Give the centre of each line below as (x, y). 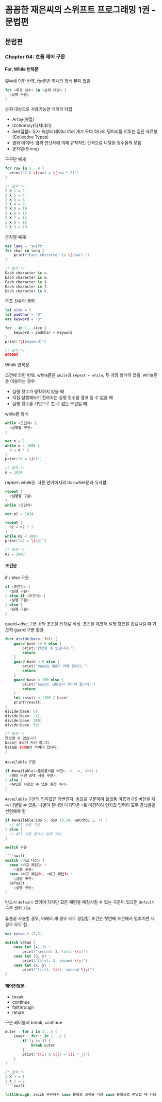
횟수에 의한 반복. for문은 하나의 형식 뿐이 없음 (48, 81)
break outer (43, 1045)
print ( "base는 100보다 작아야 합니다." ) (59, 684)
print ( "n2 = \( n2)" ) (26, 541)
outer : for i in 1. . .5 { (31, 1032)
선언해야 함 (16, 811)
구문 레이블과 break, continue (33, 1023)
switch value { (20, 943)
